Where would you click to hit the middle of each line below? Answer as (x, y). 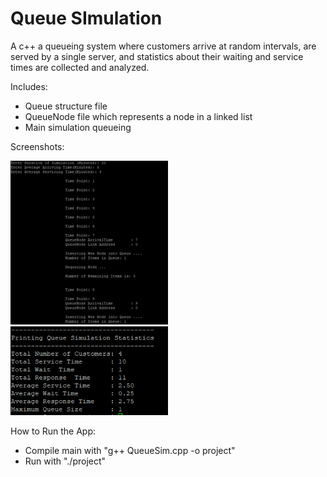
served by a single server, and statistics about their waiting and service (157, 56)
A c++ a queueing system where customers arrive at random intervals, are (163, 46)
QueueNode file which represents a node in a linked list (138, 116)
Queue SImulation (86, 18)
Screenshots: (37, 146)
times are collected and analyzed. (80, 67)
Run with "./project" (65, 461)
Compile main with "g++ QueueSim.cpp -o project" (130, 451)
